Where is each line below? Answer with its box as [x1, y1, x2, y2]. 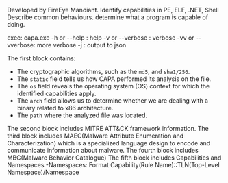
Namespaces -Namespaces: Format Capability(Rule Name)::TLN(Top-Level [7, 161, 220, 169]
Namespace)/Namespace [7, 168, 79, 176]
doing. [7, 21, 25, 28]
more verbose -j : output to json [36, 41, 127, 49]
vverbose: [7, 41, 36, 49]
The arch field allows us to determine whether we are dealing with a [16, 97, 209, 105]
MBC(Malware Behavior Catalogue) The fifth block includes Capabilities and [7, 154, 222, 162]
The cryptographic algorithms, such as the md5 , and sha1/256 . [16, 68, 190, 75]
